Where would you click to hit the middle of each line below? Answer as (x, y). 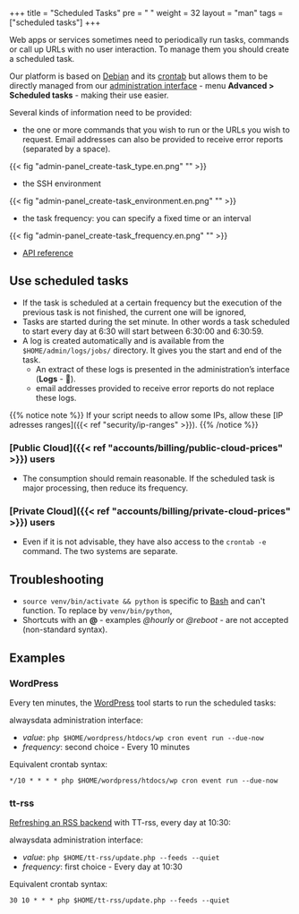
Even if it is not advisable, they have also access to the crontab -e (144, 542)
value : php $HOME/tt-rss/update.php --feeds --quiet (121, 858)
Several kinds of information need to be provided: (101, 112)
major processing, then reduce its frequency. (105, 488)
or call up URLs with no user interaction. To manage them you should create (149, 49)
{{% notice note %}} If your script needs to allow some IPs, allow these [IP (146, 414)
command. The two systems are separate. (100, 551)
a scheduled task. (42, 59)
